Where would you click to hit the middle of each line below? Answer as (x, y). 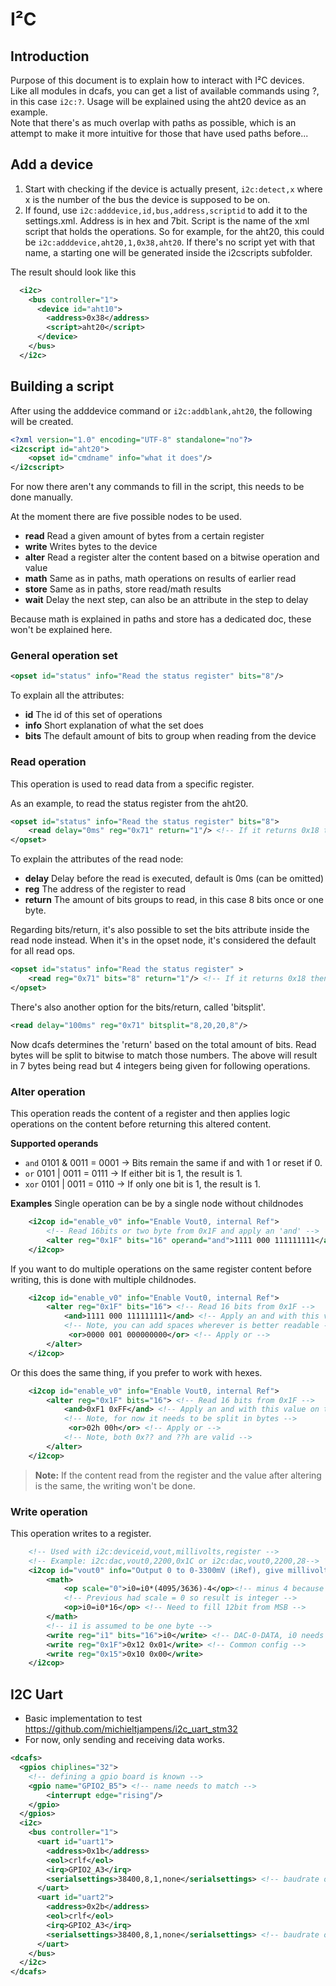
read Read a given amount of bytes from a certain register (144, 536)
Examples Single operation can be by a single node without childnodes (157, 1204)
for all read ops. (43, 951)
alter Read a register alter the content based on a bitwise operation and (172, 557)
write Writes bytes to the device (91, 547)
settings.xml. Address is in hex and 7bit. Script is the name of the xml (167, 220)
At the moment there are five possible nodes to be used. (126, 517)
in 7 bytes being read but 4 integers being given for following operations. (160, 1065)
